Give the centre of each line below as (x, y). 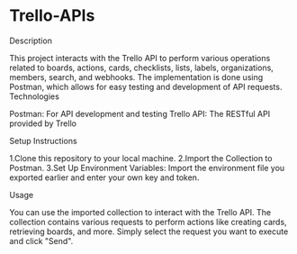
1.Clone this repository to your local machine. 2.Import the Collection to (141, 158)
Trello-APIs (52, 16)
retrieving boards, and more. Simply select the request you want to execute (149, 231)
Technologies (35, 96)
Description (31, 41)
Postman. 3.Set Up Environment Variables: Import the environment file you (147, 168)
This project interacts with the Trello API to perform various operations (140, 58)
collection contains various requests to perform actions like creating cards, (148, 222)
